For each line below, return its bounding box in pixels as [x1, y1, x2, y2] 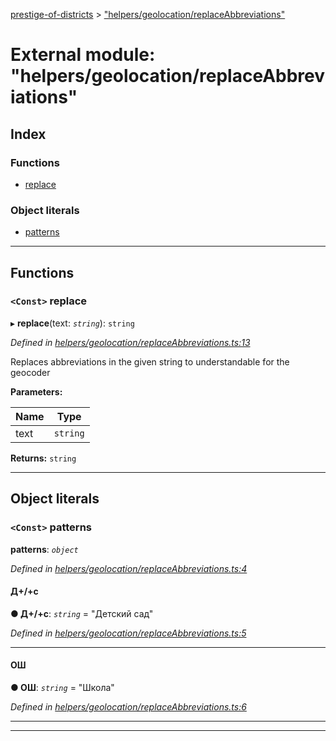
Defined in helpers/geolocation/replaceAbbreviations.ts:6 [10, 700, 247, 713]
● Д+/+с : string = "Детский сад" [10, 607, 154, 619]
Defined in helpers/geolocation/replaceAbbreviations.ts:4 [10, 562, 248, 574]
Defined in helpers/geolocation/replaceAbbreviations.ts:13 [10, 336, 251, 348]
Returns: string [10, 452, 77, 464]
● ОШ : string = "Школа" [10, 681, 115, 693]
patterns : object [10, 543, 79, 555]
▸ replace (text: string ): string [10, 317, 135, 329]
